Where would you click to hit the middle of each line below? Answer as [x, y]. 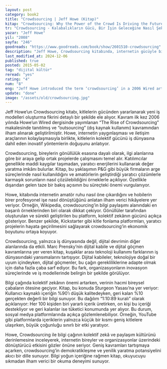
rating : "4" [17, 79]
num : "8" [14, 84]
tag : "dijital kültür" [29, 70]
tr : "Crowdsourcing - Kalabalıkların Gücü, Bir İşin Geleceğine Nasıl [80, 28]
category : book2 [22, 14]
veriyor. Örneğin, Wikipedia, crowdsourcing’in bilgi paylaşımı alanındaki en [81, 205]
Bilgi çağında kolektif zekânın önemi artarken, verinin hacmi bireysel [75, 283]
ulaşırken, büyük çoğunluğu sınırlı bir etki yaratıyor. [57, 325]
